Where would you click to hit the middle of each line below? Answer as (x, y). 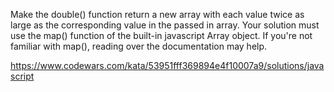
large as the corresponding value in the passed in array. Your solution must (165, 25)
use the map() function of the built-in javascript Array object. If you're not (161, 35)
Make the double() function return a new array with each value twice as (157, 14)
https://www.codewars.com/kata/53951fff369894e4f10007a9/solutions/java (167, 65)
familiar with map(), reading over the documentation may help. (139, 46)
